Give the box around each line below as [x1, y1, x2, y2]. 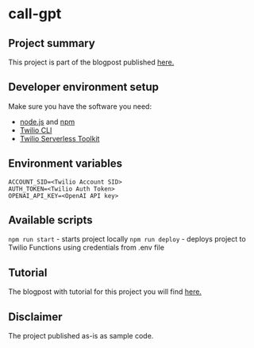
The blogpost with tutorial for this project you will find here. [8, 287, 202, 296]
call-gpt [8, 5, 62, 23]
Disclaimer [8, 310, 63, 323]
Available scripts [8, 214, 93, 227]
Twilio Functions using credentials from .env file [8, 243, 165, 253]
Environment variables [8, 157, 123, 171]
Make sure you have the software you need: [8, 101, 152, 111]
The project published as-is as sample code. [8, 331, 154, 341]
